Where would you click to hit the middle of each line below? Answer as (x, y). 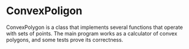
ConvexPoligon (44, 11)
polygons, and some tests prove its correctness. (65, 40)
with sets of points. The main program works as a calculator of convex (92, 33)
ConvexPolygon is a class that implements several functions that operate (94, 27)
